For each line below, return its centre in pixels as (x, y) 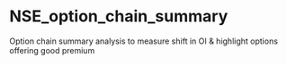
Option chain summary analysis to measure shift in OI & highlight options (144, 41)
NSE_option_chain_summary (119, 16)
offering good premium (52, 50)
